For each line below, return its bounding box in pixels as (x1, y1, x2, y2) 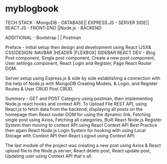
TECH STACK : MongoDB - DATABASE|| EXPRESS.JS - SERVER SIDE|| (5, 19, 149, 25)
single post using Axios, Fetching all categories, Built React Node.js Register (5, 116, 162, 122)
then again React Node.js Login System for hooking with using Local (5, 127, 146, 133)
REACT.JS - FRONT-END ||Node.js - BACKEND (5, 24, 101, 30)
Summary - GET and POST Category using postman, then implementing (5, 95, 153, 101)
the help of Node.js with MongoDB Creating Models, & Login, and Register (5, 80, 158, 86)
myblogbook (5, 3, 59, 14)
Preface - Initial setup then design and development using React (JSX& (5, 44, 151, 50)
